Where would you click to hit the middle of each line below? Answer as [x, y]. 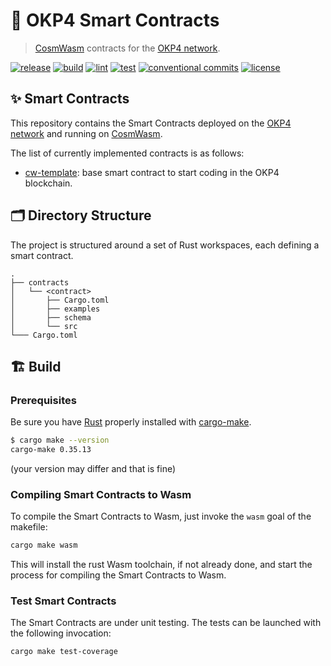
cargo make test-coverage [64, 652]
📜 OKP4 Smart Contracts [115, 20]
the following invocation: [61, 633]
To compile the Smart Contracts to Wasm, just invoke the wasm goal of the [161, 516]
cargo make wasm [44, 545]
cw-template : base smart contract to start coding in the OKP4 [152, 172]
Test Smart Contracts [63, 601]
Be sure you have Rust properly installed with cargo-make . [131, 422]
